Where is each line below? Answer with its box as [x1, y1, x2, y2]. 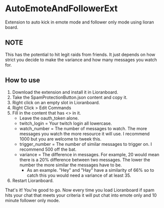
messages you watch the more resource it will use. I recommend [19, 131, 150, 137]
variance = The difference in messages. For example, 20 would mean [19, 151, 160, 157]
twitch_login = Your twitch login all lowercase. [19, 120, 112, 126]
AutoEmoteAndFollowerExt [5, 3, 118, 14]
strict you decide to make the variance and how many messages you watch [5, 57, 158, 63]
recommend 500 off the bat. [19, 146, 77, 152]
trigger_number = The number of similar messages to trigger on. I [19, 141, 152, 147]
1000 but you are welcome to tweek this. [19, 136, 102, 142]
